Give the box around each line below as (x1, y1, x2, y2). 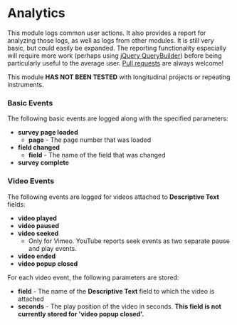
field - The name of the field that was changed (28, 151, 166, 160)
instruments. (7, 80, 44, 88)
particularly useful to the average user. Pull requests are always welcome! (7, 58, 224, 67)
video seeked (17, 229, 59, 237)
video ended (17, 252, 56, 260)
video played (17, 214, 57, 222)
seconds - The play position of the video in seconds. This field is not (17, 301, 222, 311)
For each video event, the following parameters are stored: (7, 273, 179, 282)
